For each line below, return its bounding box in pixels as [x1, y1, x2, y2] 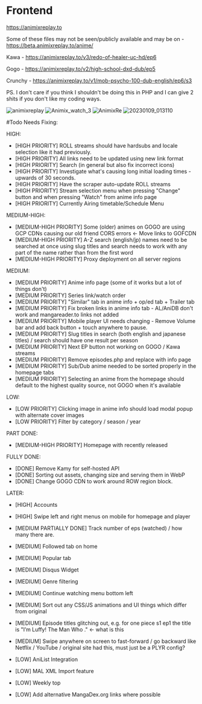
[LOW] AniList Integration [14, 656, 78, 663]
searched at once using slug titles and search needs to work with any [14, 243, 188, 250]
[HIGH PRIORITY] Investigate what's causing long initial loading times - [14, 168, 191, 175]
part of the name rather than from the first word [14, 249, 134, 256]
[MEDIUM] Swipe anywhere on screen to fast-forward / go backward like [14, 637, 197, 645]
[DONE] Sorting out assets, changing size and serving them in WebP [14, 471, 186, 478]
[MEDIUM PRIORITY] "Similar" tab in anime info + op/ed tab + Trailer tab [14, 298, 195, 305]
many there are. [14, 530, 55, 538]
